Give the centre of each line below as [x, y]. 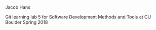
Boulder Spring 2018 [27, 22]
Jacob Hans [18, 7]
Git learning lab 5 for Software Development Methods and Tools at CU [78, 17]
